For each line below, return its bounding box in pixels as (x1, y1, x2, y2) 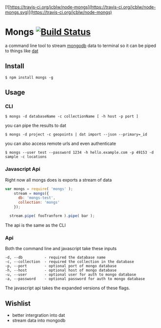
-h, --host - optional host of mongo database (5, 268, 117, 273)
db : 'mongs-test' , (18, 195, 56, 200)
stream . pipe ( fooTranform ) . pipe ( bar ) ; (9, 213, 95, 218)
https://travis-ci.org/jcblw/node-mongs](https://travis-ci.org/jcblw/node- (9, 4, 156, 10)
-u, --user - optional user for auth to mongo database (5, 272, 137, 277)
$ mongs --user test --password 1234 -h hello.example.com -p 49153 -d (5, 150, 154, 155)
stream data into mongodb (12, 318, 66, 324)
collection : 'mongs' (18, 200, 60, 205)
